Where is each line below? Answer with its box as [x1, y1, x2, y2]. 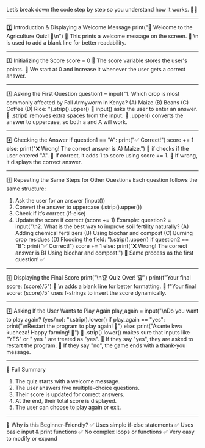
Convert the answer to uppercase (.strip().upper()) [15, 203, 142, 211]
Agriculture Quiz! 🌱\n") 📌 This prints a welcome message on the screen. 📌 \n [6, 32, 199, 40]
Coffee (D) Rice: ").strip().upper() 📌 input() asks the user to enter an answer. [6, 106, 198, 112]
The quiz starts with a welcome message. [15, 378, 120, 385]
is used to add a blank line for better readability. [6, 39, 126, 46]
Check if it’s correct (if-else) [15, 210, 86, 217]
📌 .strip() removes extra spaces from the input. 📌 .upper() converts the [6, 112, 184, 119]
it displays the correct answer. [6, 159, 82, 165]
